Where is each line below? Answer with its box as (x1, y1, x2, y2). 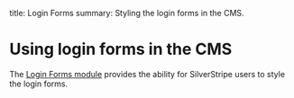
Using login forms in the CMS (9, 40, 233, 59)
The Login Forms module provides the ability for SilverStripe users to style (9, 68, 286, 79)
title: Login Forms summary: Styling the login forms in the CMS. (9, 8, 245, 18)
